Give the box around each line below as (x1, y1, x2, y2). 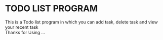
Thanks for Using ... (5, 29, 45, 35)
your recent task (5, 24, 39, 30)
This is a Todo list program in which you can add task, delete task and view (5, 19, 158, 25)
